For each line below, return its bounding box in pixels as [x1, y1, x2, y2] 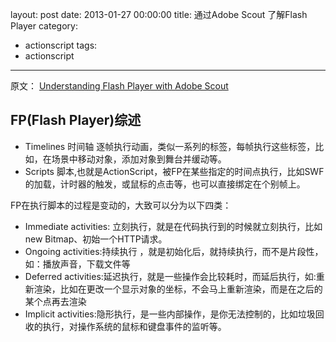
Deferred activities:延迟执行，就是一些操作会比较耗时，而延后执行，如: [24, 270, 317, 282]
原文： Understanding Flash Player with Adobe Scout [10, 80, 229, 92]
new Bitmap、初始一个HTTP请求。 [24, 233, 168, 245]
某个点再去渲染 [24, 295, 87, 307]
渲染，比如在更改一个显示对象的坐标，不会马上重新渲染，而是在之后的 [33, 283, 323, 295]
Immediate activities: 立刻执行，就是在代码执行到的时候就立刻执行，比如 [24, 220, 323, 232]
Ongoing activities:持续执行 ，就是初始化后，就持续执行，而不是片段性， [24, 245, 324, 257]
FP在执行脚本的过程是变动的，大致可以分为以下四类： [10, 199, 232, 211]
